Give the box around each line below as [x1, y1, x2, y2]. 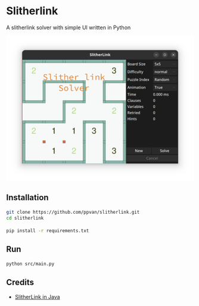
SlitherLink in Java [14, 293, 61, 300]
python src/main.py [6, 261, 55, 267]
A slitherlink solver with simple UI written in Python [6, 24, 131, 31]
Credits [6, 277, 35, 288]
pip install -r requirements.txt [6, 228, 89, 234]
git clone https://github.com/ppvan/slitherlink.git [6, 209, 140, 215]
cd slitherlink [6, 216, 44, 221]
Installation [6, 192, 49, 203]
